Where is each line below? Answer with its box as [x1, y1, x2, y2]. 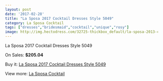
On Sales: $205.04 [5, 52, 44, 58]
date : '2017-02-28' [5, 12, 45, 16]
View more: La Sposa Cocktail [5, 71, 65, 76]
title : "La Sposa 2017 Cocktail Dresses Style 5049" [5, 16, 114, 21]
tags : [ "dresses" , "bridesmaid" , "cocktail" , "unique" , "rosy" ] [5, 25, 130, 30]
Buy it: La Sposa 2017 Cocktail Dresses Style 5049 [5, 61, 106, 67]
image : [5, 29, 18, 34]
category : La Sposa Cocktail [5, 20, 64, 26]
